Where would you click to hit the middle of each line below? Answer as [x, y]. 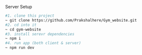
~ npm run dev [20, 48]
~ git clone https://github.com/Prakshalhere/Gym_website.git [71, 20]
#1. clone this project [30, 16]
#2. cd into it [21, 25]
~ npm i [13, 39]
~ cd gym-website [23, 29]
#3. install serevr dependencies [40, 34]
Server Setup [19, 7]
